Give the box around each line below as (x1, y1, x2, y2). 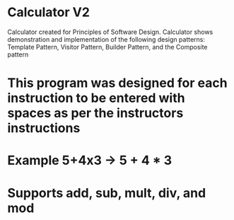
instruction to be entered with (7, 90, 185, 106)
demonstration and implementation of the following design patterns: (7, 35, 205, 43)
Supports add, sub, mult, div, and (7, 185, 206, 201)
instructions (7, 120, 81, 137)
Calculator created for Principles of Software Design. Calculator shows (7, 28, 213, 36)
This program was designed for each (7, 75, 228, 91)
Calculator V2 (7, 4, 90, 21)
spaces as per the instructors (7, 105, 184, 121)
